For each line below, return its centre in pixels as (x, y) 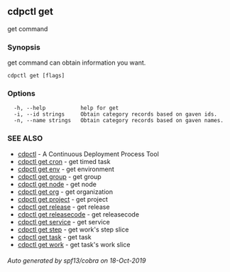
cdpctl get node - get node (57, 184)
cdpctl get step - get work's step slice (73, 229)
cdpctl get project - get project (62, 199)
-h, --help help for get (66, 108)
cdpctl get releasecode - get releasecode (78, 214)
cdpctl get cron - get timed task (64, 161)
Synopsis (24, 47)
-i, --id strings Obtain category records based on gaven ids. (116, 114)
